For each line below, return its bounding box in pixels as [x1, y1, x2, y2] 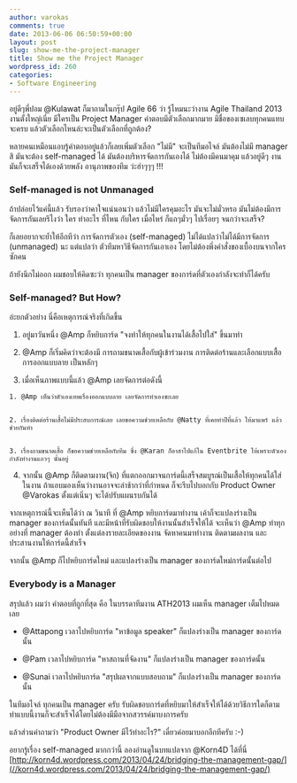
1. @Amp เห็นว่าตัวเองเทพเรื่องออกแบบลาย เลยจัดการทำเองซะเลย [9, 392, 179, 401]
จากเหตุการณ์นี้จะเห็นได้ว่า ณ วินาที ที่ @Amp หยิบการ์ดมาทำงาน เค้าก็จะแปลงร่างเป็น [9, 508, 258, 518]
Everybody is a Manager [9, 578, 117, 590]
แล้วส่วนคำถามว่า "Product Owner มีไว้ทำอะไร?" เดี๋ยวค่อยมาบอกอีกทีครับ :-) [9, 726, 245, 737]
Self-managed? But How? [9, 291, 122, 304]
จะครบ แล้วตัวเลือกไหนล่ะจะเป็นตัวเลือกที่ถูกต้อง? [9, 123, 152, 134]
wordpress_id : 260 [9, 63, 77, 72]
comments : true [9, 21, 65, 30]
